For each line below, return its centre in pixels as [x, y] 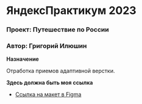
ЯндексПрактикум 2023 [71, 11]
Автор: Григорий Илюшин [47, 46]
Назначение [23, 59]
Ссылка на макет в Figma [48, 94]
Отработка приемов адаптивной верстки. [61, 71]
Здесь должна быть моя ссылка [50, 83]
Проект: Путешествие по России [58, 30]
